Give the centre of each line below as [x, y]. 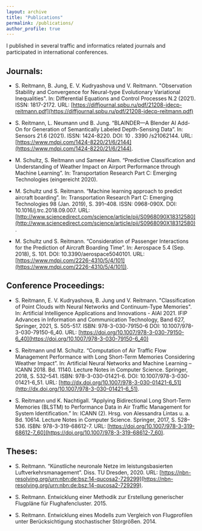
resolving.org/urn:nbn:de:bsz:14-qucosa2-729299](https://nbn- [94, 479]
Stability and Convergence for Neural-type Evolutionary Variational [97, 92]
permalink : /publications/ [40, 23]
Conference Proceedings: [56, 286]
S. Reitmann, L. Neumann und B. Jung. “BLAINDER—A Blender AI [95, 123]
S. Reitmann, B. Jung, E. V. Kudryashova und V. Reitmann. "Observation [103, 86]
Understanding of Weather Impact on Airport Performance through [97, 167]
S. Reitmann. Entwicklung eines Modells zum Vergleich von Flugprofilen [104, 515]
